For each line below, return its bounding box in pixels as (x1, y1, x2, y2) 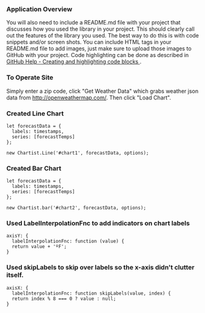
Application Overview (6, 5, 72, 14)
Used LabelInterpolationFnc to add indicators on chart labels (6, 219, 190, 228)
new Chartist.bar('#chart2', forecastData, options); (6, 205, 147, 211)
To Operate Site (6, 73, 54, 82)
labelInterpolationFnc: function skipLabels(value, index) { (12, 290, 171, 296)
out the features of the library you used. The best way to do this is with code (6, 32, 199, 39)
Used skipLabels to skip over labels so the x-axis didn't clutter (6, 263, 195, 272)
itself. (6, 271, 24, 279)
